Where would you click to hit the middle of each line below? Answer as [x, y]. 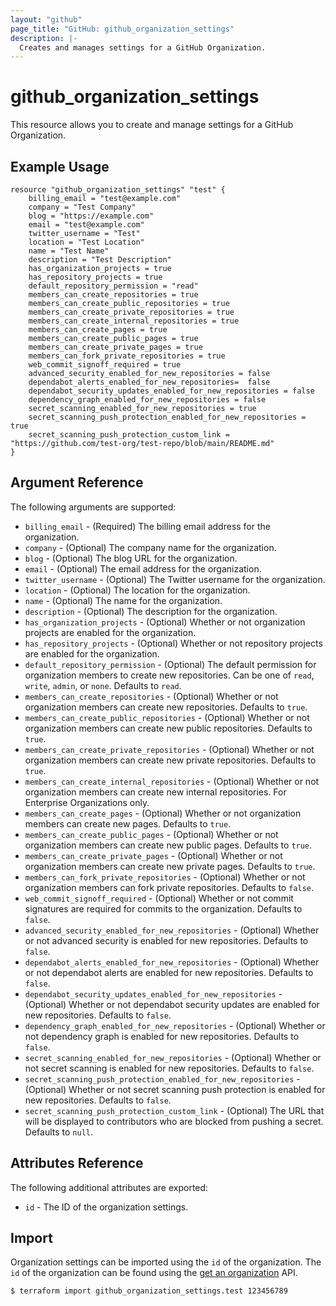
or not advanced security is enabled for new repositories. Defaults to [166, 940]
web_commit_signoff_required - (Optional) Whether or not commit [159, 898]
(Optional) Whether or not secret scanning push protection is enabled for [175, 1089]
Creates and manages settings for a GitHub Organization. [143, 47]
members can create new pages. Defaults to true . [128, 823]
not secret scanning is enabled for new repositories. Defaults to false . [169, 1068]
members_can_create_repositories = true [113, 295]
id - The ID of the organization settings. [106, 1207]
